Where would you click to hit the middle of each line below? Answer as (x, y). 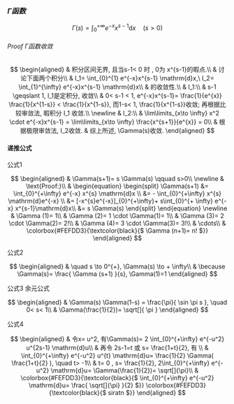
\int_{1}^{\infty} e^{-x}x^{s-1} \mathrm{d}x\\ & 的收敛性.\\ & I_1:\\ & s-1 (117, 87)
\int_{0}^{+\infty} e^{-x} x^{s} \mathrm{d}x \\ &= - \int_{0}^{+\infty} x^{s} (117, 194)
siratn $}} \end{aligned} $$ (147, 393)
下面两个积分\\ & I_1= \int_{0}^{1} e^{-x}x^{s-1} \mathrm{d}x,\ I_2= (120, 78)
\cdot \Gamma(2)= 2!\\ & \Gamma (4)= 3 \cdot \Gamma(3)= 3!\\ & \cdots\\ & (117, 223)
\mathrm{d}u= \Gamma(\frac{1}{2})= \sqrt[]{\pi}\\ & (125, 370)
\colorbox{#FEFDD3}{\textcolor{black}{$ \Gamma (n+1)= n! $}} (117, 231)
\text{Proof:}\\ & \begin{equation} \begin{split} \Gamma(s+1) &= (117, 186)
